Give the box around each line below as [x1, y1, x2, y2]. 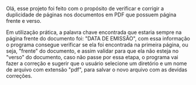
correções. [6, 73, 33, 79]
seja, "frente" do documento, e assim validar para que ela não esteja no [6, 47, 179, 55]
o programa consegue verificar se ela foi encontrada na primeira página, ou [6, 41, 188, 48]
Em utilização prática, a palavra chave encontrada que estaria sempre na [6, 29, 182, 36]
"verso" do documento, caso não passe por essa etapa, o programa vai [6, 54, 178, 60]
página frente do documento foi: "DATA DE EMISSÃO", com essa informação [6, 35, 190, 42]
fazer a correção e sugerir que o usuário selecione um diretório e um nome [6, 60, 187, 67]
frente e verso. [6, 18, 42, 24]
